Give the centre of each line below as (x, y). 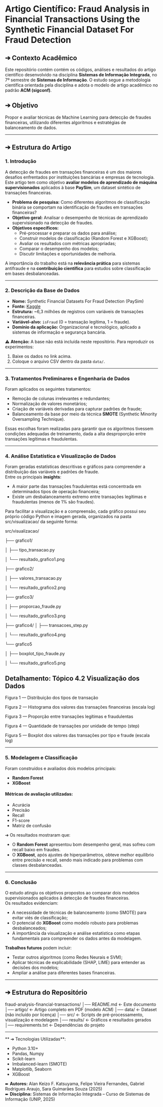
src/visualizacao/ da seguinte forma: (41, 522)
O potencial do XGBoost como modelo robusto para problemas (75, 923)
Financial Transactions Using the (73, 19)
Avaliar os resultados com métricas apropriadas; (68, 243)
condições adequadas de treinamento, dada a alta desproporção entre (76, 434)
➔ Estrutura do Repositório (46, 992)
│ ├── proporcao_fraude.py (33, 607)
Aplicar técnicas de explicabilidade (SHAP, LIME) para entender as (79, 962)
